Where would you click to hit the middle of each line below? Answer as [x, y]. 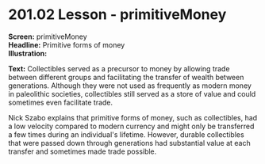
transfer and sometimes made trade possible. [83, 151]
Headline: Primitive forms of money [67, 44]
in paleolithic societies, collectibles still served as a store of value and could [132, 93]
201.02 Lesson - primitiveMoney [117, 15]
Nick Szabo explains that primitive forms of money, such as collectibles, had [133, 117]
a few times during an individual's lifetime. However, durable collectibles [126, 134]
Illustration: [28, 53]
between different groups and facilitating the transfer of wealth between [126, 77]
